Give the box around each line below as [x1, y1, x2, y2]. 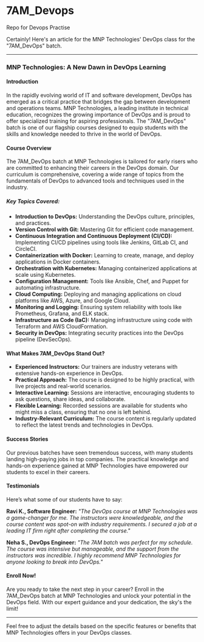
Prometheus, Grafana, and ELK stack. [15, 310, 109, 317]
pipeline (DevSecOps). [15, 336, 72, 343]
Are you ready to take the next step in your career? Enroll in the [6, 585, 165, 593]
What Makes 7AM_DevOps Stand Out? [6, 349, 105, 357]
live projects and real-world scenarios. [15, 383, 112, 390]
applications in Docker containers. [15, 258, 101, 265]
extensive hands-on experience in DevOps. [15, 369, 124, 377]
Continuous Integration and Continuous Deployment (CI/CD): [15, 232, 173, 240]
